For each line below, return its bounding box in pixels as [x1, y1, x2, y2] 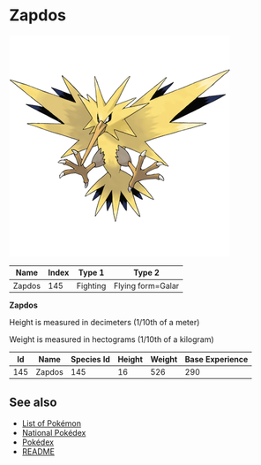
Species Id [70, 354, 110, 364]
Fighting [76, 280, 107, 291]
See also [9, 394, 57, 409]
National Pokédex [21, 428, 86, 438]
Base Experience [184, 354, 249, 364]
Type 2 [133, 267, 160, 278]
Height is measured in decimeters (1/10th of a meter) [9, 317, 200, 328]
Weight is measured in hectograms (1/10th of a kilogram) [9, 334, 214, 345]
